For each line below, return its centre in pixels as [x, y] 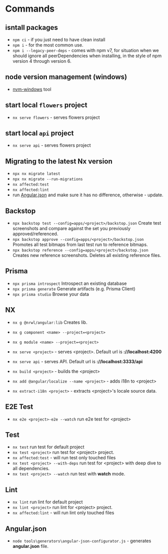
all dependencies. [31, 468]
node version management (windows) [66, 77]
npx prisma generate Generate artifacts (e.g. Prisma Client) [74, 288]
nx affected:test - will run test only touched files [64, 458]
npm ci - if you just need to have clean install [59, 39]
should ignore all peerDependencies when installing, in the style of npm [87, 56]
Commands [30, 9]
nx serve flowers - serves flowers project [56, 117]
